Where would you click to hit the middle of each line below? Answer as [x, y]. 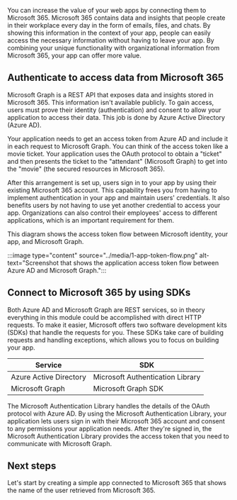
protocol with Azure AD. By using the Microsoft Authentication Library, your [117, 413]
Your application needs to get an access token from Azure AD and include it [118, 138]
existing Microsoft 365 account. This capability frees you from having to [112, 190]
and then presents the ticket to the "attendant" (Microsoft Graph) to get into [117, 161]
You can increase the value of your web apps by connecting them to [107, 10]
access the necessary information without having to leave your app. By [111, 40]
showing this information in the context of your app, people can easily [109, 33]
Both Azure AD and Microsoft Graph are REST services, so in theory [106, 310]
